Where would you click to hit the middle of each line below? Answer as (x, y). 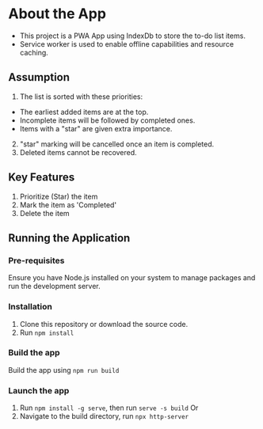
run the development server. (54, 287)
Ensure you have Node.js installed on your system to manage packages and (132, 278)
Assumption (39, 77)
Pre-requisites (36, 260)
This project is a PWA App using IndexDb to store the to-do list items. (132, 36)
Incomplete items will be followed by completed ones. (107, 120)
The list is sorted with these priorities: (81, 97)
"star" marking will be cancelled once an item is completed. (117, 144)
